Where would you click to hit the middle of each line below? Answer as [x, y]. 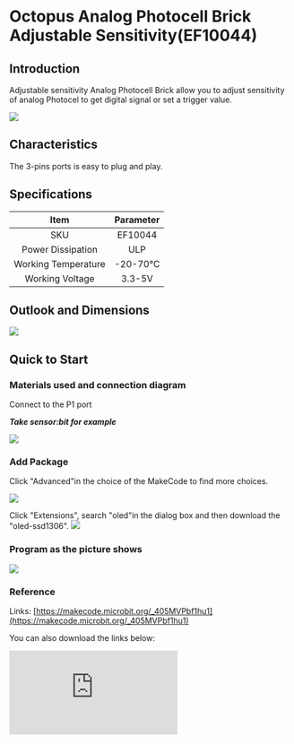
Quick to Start [49, 359]
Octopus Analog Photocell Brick [130, 17]
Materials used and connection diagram [98, 385]
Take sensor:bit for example [63, 422]
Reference [32, 592]
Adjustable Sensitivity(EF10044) [134, 35]
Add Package [39, 462]
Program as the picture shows [76, 549]
